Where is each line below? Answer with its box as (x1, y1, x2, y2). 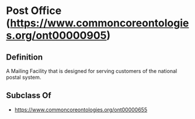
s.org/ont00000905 (6, 29, 107, 42)
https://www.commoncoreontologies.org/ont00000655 (14, 106, 148, 113)
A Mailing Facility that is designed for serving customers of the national (6, 68, 177, 74)
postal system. (6, 74, 41, 80)
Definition (6, 52, 43, 62)
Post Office (6, 4, 62, 17)
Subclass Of (6, 90, 51, 100)
